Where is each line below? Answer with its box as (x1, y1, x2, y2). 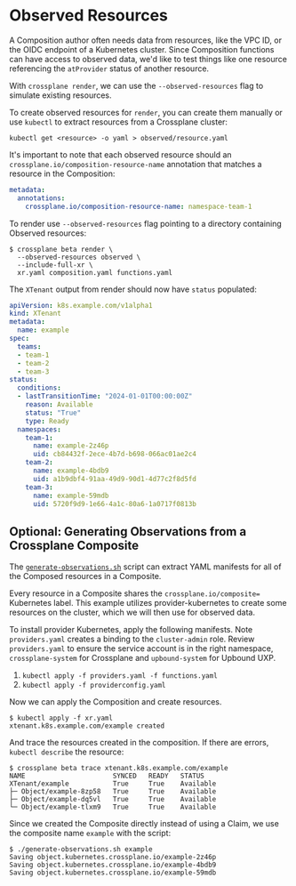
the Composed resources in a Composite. (9, 571, 162, 582)
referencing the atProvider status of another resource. (9, 63, 210, 74)
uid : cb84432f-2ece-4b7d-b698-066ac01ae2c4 (32, 450, 197, 459)
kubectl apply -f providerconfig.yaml (21, 681, 166, 690)
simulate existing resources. (9, 90, 113, 101)
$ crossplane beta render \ (9, 245, 114, 254)
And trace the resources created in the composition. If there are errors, (9, 737, 269, 748)
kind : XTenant (9, 309, 62, 318)
